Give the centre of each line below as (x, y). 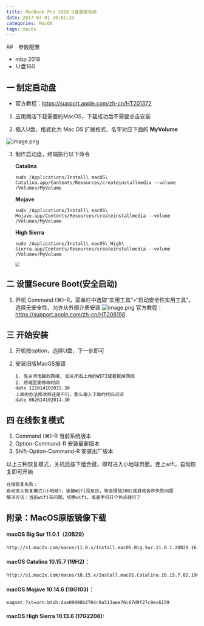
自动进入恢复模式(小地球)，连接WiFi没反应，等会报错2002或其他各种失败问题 (90, 491)
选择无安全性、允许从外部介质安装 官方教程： (89, 307)
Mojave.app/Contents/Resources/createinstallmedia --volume (93, 216)
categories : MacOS (29, 23)
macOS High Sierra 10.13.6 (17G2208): (55, 616)
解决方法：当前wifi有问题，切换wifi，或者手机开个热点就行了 (74, 497)
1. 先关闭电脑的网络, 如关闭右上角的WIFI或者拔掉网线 (75, 376)
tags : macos (21, 29)
